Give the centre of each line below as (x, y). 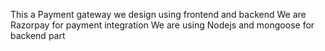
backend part (38, 35)
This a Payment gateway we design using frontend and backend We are (158, 14)
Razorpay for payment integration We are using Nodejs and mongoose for (162, 25)
